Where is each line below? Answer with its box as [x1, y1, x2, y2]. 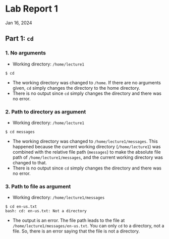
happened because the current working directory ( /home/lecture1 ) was [12, 143, 161, 149]
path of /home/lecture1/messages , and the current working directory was [12, 154, 163, 160]
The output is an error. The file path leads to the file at [12, 217, 125, 223]
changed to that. [12, 159, 47, 165]
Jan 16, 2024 [5, 20, 32, 26]
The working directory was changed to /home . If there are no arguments [12, 79, 161, 86]
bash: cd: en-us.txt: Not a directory [5, 209, 87, 214]
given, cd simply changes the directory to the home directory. [12, 85, 140, 91]
